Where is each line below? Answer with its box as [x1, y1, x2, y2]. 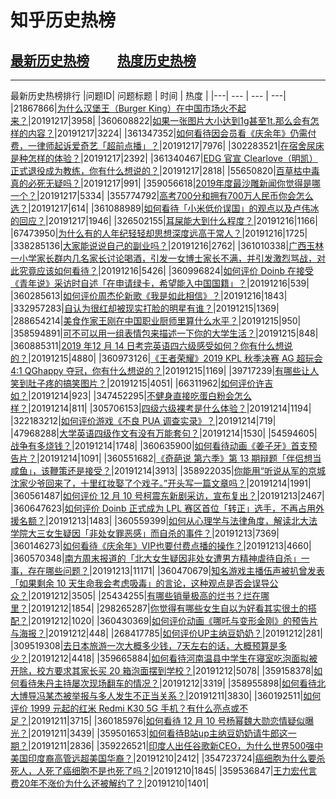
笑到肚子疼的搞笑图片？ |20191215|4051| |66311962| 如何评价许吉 [10, 377, 274, 389]
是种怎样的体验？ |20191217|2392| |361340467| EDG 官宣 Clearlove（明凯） [10, 152, 318, 164]
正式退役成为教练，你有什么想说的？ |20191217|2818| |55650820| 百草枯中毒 [10, 165, 320, 176]
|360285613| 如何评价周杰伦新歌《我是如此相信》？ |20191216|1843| [10, 290, 288, 301]
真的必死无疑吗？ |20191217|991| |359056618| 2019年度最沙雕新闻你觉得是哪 [10, 177, 322, 189]
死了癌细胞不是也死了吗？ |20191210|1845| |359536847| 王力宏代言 [44, 765, 318, 776]
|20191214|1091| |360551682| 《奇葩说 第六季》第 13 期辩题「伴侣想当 [36, 452, 322, 464]
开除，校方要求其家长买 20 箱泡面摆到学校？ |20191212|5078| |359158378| [10, 665, 315, 676]
